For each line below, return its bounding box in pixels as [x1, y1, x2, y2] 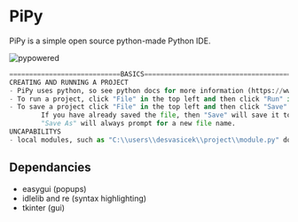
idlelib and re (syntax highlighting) [21, 193, 147, 203]
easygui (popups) [21, 183, 87, 194]
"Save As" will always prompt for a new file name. [41, 119, 237, 128]
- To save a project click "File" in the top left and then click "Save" [9, 103, 288, 111]
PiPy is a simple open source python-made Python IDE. [9, 35, 211, 46]
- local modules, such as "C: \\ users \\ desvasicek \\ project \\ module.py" [9, 135, 279, 144]
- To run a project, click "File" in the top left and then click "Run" [9, 95, 284, 103]
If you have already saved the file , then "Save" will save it [41, 111, 279, 120]
